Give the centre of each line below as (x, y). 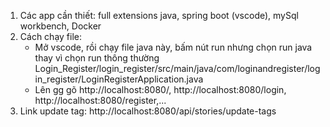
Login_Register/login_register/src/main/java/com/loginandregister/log (177, 68)
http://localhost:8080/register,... (100, 100)
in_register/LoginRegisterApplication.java (119, 79)
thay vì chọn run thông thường (97, 58)
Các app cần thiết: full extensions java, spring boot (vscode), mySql (159, 15)
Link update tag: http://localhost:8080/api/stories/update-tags (148, 111)
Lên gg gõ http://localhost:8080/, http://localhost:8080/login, (160, 89)
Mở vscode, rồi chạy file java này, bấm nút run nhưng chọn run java (173, 47)
